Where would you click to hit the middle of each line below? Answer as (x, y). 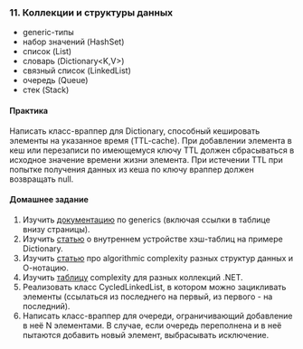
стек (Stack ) (46, 90)
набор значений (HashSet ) (73, 42)
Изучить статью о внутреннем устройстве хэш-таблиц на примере (152, 239)
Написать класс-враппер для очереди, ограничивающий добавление (157, 316)
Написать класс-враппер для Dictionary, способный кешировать (135, 131)
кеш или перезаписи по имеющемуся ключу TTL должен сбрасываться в (152, 150)
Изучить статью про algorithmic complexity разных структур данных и (158, 258)
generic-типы (48, 33)
